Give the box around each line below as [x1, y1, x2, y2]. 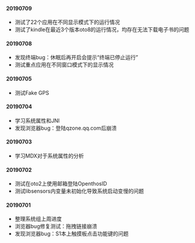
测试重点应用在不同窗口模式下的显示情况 [14, 61, 114, 68]
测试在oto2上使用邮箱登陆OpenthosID [14, 180, 107, 187]
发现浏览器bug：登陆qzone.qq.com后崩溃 [14, 124, 117, 132]
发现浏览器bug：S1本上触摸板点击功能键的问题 [14, 230, 129, 237]
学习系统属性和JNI [14, 117, 60, 124]
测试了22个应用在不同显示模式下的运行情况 [14, 18, 120, 26]
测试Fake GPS [14, 89, 49, 96]
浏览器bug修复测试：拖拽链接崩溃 [14, 223, 98, 230]
